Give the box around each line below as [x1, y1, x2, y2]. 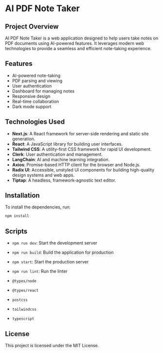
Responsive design [12, 93, 51, 99]
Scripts [5, 227, 28, 235]
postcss [12, 297, 28, 302]
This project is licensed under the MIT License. [5, 342, 99, 348]
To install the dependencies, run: [5, 204, 71, 210]
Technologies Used [5, 118, 65, 126]
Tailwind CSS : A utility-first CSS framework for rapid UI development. [12, 146, 152, 152]
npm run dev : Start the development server [12, 240, 97, 246]
